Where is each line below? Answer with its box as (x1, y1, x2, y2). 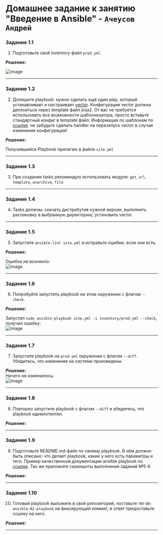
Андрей (5, 24, 32, 33)
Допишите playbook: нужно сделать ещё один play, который (12, 97, 137, 102)
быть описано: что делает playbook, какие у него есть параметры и (12, 453, 153, 459)
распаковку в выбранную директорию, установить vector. (12, 212, 133, 218)
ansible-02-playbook (12, 506, 54, 512)
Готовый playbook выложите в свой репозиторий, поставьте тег (12, 501, 145, 506)
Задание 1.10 (5, 489, 37, 496)
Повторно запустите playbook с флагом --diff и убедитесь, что (12, 405, 145, 411)
